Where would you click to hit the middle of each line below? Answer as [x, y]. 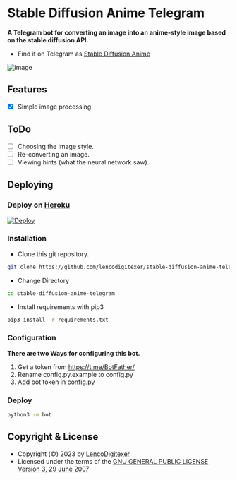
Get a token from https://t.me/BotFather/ [76, 367]
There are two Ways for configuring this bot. [74, 353]
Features [27, 90]
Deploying [30, 185]
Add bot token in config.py [56, 382]
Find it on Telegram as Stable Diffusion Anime [84, 54]
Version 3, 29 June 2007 [53, 469]
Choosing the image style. [55, 146]
